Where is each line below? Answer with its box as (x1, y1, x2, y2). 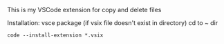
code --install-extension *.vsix (7, 32, 104, 39)
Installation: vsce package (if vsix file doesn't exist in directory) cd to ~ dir (7, 19, 218, 26)
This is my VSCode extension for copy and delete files (7, 6, 162, 14)
